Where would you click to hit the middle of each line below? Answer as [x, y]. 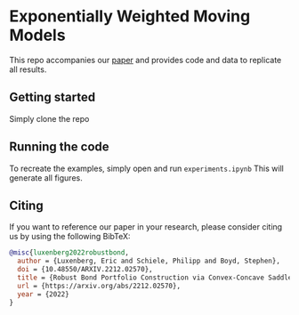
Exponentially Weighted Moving [130, 16]
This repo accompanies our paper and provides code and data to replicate [145, 60]
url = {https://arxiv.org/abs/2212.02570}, [99, 286]
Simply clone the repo [49, 118]
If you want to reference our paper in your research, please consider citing [146, 227]
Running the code [59, 147]
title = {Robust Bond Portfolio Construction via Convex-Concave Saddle [155, 278]
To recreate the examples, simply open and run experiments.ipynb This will [147, 168]
